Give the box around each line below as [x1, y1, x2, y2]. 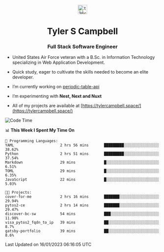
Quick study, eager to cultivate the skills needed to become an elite [12, 69, 149, 75]
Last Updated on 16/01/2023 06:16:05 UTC [5, 242, 92, 248]
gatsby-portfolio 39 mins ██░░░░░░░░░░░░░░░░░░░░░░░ [5, 228, 160, 234]
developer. [12, 74, 34, 80]
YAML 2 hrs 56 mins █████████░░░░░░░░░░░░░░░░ [5, 143, 160, 148]
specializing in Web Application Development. [12, 59, 105, 66]
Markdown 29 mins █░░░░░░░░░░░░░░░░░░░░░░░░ [5, 160, 160, 165]
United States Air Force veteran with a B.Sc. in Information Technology [12, 54, 155, 60]
